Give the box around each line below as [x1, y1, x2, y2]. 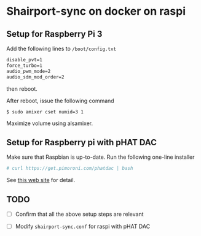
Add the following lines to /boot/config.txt [6, 45, 117, 52]
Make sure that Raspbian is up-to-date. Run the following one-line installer [6, 153, 195, 161]
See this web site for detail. [6, 177, 76, 184]
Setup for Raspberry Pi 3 [6, 29, 103, 39]
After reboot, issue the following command [6, 97, 115, 104]
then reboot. [6, 85, 38, 93]
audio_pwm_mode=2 [6, 68, 51, 74]
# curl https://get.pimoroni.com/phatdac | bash [6, 166, 133, 172]
